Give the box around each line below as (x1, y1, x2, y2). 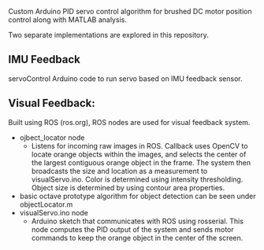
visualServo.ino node (19, 208, 89, 217)
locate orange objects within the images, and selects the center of (31, 149, 247, 159)
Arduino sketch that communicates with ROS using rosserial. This (31, 216, 244, 226)
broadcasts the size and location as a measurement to (31, 166, 208, 175)
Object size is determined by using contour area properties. (31, 182, 225, 192)
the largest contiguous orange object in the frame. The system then (31, 157, 251, 167)
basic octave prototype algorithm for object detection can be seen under (19, 191, 256, 200)
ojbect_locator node (19, 133, 85, 142)
